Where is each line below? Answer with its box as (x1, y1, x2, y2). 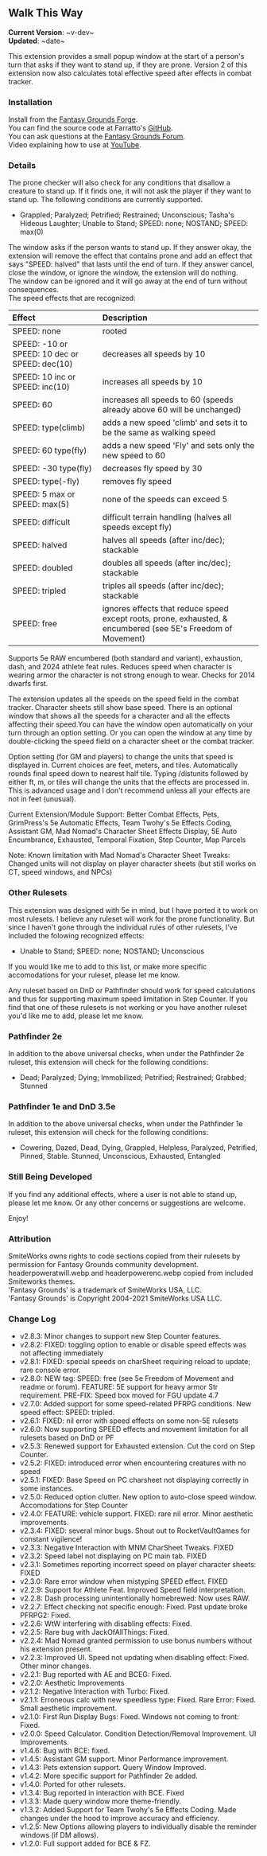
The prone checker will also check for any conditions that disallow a (8, 178, 230, 188)
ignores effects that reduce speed (102, 603, 229, 614)
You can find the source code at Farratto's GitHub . (8, 123, 173, 133)
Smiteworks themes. (8, 1277, 75, 1286)
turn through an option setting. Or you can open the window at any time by (8, 728, 253, 738)
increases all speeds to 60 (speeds (102, 394, 234, 405)
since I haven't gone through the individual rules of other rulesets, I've (8, 922, 238, 932)
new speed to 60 (102, 450, 166, 461)
